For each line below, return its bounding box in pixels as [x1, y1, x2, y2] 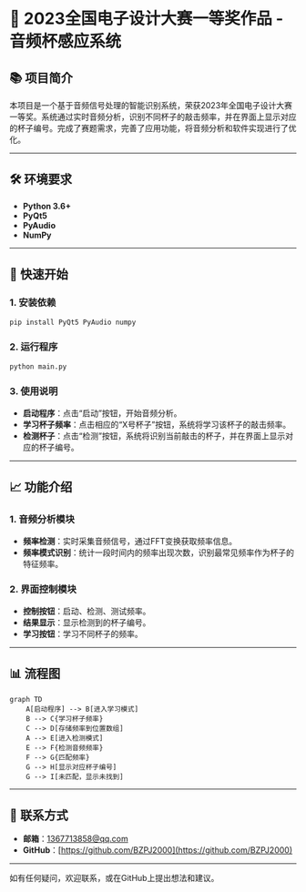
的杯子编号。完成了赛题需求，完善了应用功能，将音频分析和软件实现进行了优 [9, 123, 297, 133]
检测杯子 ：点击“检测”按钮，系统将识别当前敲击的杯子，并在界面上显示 [22, 430, 286, 441]
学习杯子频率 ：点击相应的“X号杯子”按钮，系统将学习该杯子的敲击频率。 [22, 419, 291, 430]
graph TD [9, 694, 43, 704]
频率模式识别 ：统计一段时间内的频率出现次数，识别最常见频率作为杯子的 [22, 547, 294, 558]
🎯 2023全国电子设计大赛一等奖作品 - [9, 8, 284, 29]
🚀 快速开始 [9, 267, 68, 282]
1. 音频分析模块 [9, 513, 76, 526]
